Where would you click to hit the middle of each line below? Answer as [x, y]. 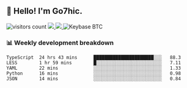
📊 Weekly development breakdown [60, 42]
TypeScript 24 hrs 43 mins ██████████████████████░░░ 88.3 [94, 58]
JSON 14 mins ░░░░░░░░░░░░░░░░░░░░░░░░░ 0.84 [94, 79]
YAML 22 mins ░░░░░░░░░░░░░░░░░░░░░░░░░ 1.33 [94, 68]
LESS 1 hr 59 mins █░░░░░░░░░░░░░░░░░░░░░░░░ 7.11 [94, 63]
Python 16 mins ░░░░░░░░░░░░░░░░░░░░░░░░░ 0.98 [94, 73]
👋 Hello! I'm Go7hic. [44, 11]
